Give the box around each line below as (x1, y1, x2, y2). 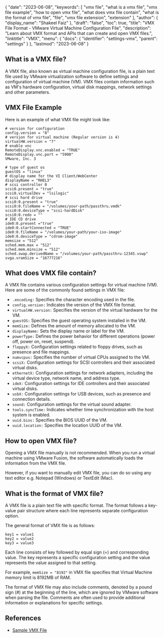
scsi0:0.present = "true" (5, 199, 58, 204)
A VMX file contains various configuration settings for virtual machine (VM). (5, 282, 159, 288)
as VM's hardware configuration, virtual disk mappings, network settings (5, 84, 152, 90)
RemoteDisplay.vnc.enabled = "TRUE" (5, 147, 80, 152)
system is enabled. (12, 412, 51, 418)
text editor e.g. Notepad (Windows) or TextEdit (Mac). (5, 475, 114, 481)
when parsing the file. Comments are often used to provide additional (5, 595, 145, 601)
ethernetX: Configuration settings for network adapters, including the (12, 370, 153, 376)
